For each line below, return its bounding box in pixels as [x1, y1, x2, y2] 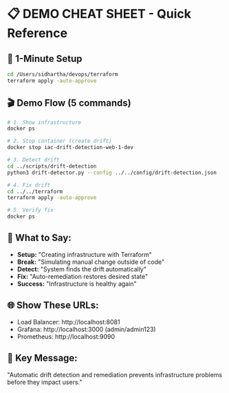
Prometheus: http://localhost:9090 [17, 332, 116, 341]
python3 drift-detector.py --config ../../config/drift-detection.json [7, 169, 217, 176]
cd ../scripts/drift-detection [7, 163, 97, 170]
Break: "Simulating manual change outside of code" [17, 258, 165, 266]
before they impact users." [7, 378, 83, 386]
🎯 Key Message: [7, 352, 78, 364]
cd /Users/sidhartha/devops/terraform [7, 71, 118, 78]
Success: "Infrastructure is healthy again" [17, 280, 137, 288]
